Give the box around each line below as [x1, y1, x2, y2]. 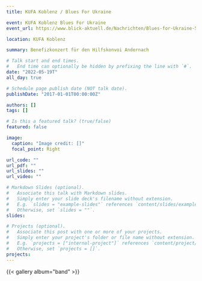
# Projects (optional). [6, 223, 66, 229]
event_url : [6, 25, 34, 31]
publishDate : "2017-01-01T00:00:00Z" [6, 91, 101, 97]
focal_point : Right [11, 146, 61, 152]
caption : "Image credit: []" [11, 140, 85, 146]
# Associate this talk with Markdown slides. [6, 190, 128, 196]
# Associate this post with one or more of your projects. [6, 229, 163, 235]
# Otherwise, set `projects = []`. [6, 245, 101, 252]
